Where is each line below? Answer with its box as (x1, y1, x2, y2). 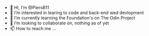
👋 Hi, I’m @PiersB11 (9, 5, 50, 10)
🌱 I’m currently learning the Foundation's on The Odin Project (9, 15, 136, 20)
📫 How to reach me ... (9, 26, 56, 31)
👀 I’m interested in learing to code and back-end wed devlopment (9, 10, 144, 16)
